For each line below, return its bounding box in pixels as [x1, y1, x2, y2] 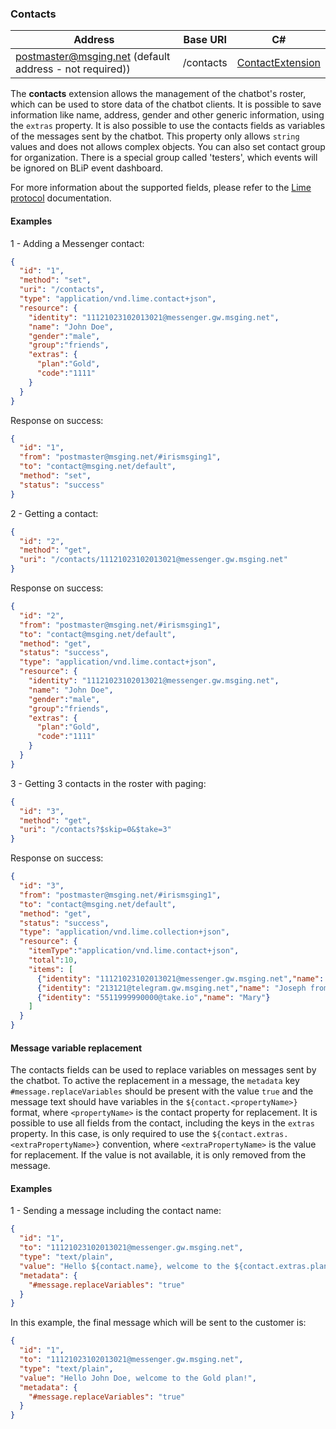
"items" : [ [28, 964, 74, 974]
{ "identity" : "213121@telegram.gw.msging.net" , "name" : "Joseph [36, 983, 307, 993]
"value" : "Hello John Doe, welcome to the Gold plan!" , [19, 1373, 257, 1383]
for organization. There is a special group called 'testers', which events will [10, 152, 318, 164]
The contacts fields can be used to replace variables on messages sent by [10, 1064, 317, 1076]
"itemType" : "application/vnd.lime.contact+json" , [28, 946, 240, 956]
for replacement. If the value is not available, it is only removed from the [10, 1149, 307, 1161]
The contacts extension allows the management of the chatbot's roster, [10, 88, 307, 100]
